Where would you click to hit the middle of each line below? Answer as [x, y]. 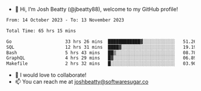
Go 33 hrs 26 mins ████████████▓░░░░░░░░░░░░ [91, 42]
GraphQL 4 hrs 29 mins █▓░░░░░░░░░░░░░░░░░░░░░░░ [91, 58]
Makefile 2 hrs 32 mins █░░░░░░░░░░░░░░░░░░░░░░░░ [91, 64]
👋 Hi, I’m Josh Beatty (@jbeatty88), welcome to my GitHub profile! [96, 9]
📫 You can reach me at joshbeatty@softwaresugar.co [81, 82]
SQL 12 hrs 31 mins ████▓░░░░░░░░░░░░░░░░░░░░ [91, 47]
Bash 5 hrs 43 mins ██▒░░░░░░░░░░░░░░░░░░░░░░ [91, 53]
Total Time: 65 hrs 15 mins [41, 31]
